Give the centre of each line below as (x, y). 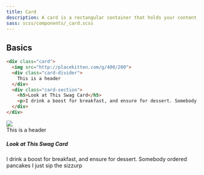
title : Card (21, 12)
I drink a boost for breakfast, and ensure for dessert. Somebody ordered (97, 159)
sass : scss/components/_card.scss (50, 23)
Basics (19, 48)
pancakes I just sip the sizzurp (44, 165)
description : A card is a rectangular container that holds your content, (103, 18)
